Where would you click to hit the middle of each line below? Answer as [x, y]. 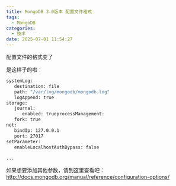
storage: [17, 103]
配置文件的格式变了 [30, 57]
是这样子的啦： [24, 70]
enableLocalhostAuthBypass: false [57, 147]
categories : [21, 28]
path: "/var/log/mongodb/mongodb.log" [62, 92]
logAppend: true [34, 97]
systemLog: [20, 81]
